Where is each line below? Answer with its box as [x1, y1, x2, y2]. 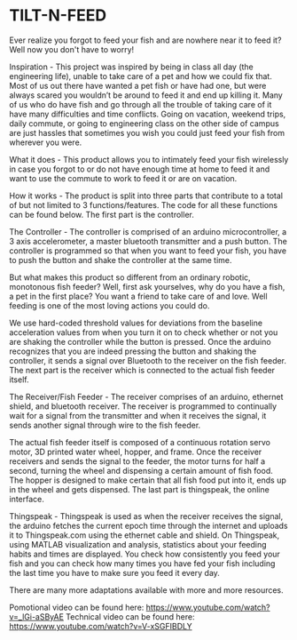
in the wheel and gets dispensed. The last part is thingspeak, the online [9, 484, 270, 494]
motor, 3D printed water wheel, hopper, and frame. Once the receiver [9, 446, 262, 457]
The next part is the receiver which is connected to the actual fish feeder [9, 364, 276, 375]
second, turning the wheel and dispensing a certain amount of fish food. [9, 465, 273, 476]
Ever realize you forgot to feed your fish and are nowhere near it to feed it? [9, 35, 282, 45]
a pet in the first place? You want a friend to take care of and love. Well [9, 291, 268, 301]
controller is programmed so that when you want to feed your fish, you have [9, 245, 286, 256]
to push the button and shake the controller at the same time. [9, 254, 232, 265]
